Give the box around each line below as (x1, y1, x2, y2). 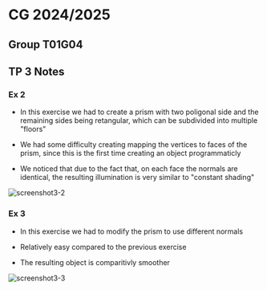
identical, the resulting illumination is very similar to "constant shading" (19, 173, 255, 182)
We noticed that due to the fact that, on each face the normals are (19, 164, 238, 174)
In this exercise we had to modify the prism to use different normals (19, 227, 243, 236)
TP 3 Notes (8, 64, 65, 78)
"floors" (19, 125, 47, 134)
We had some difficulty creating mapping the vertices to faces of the (19, 140, 248, 149)
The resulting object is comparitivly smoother (19, 257, 171, 267)
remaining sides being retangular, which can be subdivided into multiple (19, 116, 258, 125)
